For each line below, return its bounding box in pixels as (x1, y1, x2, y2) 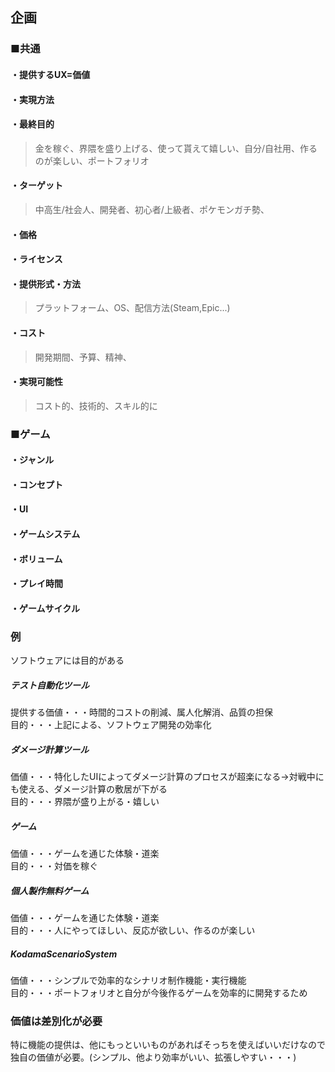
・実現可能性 (10, 376, 63, 388)
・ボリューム (10, 553, 63, 565)
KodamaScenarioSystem (10, 948, 118, 960)
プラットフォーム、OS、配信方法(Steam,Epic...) (34, 302, 231, 314)
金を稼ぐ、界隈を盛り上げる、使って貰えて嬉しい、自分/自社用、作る (34, 142, 318, 154)
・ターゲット (10, 179, 63, 192)
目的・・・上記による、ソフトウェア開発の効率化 (10, 719, 212, 731)
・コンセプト (10, 478, 63, 490)
